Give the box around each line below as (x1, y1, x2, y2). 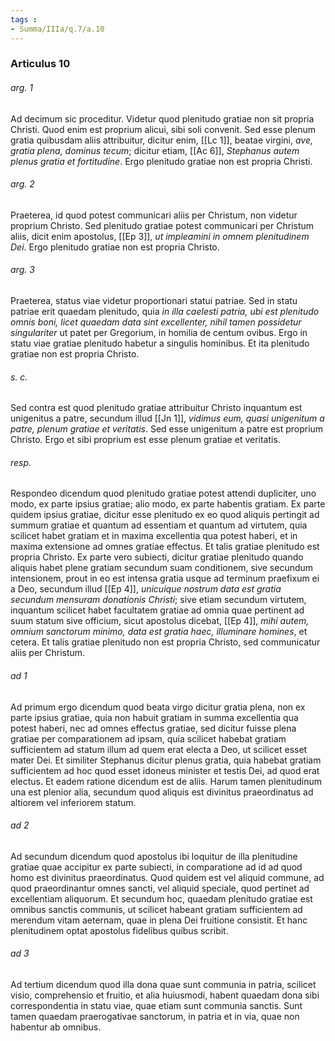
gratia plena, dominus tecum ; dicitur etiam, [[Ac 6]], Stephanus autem (10, 144, 300, 156)
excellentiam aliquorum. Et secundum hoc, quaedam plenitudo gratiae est (10, 892, 313, 905)
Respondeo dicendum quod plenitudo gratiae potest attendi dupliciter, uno (10, 487, 317, 500)
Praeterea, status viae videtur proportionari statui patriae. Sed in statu (10, 295, 298, 307)
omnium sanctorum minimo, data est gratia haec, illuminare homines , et (10, 626, 308, 638)
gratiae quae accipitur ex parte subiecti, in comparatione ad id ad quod (10, 861, 303, 873)
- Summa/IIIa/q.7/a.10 (10, 24, 105, 34)
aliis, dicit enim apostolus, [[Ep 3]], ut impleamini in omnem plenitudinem (10, 230, 310, 242)
